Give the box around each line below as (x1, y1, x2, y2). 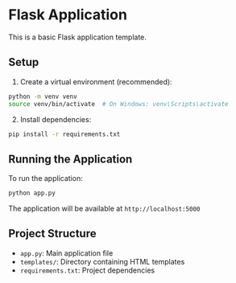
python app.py (8, 189, 56, 198)
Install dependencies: (19, 114, 92, 124)
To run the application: (8, 174, 83, 183)
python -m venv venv (8, 92, 78, 100)
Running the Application (8, 152, 133, 166)
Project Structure (8, 227, 97, 240)
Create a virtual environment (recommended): (19, 76, 172, 86)
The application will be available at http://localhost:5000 (8, 203, 201, 214)
